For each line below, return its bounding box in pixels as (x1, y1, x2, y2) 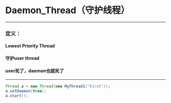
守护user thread (5, 55, 40, 61)
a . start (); (5, 93, 28, 98)
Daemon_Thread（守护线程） (5, 5, 130, 16)
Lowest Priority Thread (5, 43, 55, 49)
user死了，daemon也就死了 (5, 68, 64, 74)
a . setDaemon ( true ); (5, 89, 47, 94)
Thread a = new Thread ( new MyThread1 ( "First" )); (5, 84, 110, 89)
